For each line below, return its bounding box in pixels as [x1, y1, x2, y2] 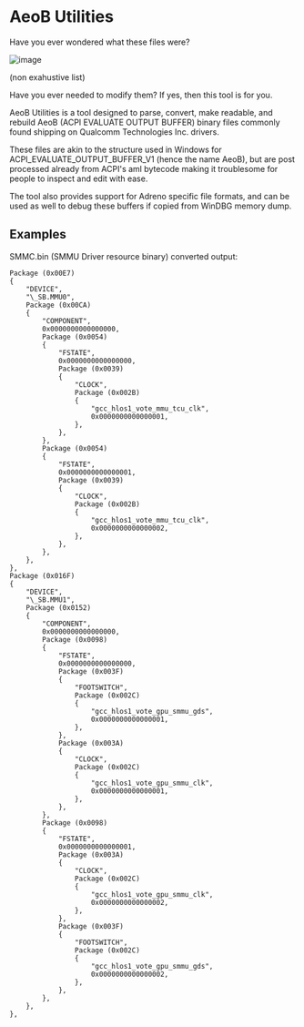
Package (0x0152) [25, 603, 92, 612]
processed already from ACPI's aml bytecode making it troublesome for [9, 163, 279, 174]
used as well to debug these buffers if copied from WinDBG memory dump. [9, 200, 292, 211]
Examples [9, 227, 66, 242]
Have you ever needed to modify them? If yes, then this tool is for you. [9, 89, 273, 100]
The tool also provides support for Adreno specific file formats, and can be [9, 190, 289, 201]
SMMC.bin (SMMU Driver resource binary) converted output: [9, 250, 238, 261]
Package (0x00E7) [9, 269, 76, 278]
